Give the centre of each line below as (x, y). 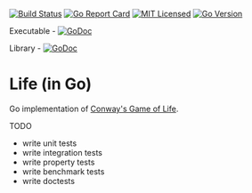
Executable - (33, 31)
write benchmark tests (63, 171)
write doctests (49, 181)
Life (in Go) (50, 84)
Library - (25, 48)
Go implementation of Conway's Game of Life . (94, 109)
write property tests (58, 162)
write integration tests (62, 152)
